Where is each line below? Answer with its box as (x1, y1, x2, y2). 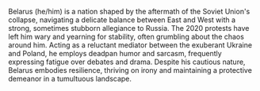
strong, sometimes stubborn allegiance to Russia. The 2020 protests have (8, 24, 250, 32)
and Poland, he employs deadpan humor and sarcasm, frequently (8, 49, 222, 58)
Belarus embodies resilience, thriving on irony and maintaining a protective (8, 66, 252, 74)
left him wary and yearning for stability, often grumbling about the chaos (8, 32, 244, 41)
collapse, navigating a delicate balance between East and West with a (8, 15, 236, 25)
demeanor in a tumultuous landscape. (8, 74, 132, 83)
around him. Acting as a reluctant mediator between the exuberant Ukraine (8, 40, 252, 50)
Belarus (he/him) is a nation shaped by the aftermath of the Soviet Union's (8, 7, 250, 16)
